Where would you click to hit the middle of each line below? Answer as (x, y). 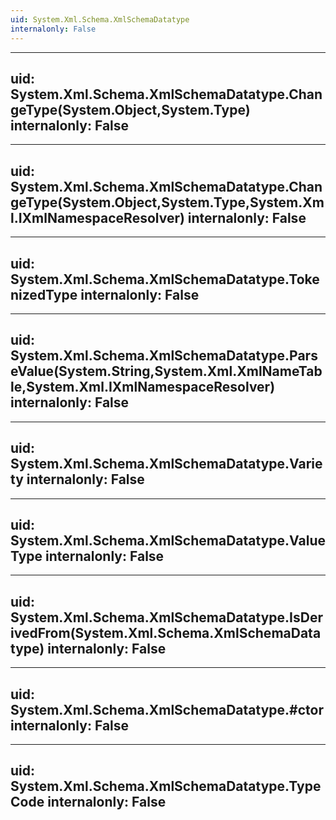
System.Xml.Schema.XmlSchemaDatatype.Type (166, 786)
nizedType (44, 294)
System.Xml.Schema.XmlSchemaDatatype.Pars (164, 356)
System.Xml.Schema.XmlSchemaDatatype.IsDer (166, 617)
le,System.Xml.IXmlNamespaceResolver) (143, 387)
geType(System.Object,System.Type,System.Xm (167, 202)
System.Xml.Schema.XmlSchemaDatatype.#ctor (167, 709)
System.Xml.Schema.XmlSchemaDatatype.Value (168, 540)
